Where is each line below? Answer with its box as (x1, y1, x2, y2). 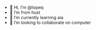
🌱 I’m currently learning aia (9, 15, 64, 20)
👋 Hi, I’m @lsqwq (9, 5, 44, 10)
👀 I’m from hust (9, 10, 40, 15)
